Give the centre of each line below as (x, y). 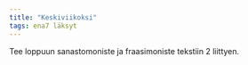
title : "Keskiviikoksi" (53, 17)
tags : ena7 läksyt (43, 26)
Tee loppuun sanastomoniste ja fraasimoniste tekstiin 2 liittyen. (124, 51)
